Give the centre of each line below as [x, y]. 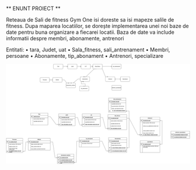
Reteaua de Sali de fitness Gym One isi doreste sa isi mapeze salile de [90, 20]
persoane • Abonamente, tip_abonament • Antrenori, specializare [85, 56]
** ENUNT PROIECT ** [33, 8]
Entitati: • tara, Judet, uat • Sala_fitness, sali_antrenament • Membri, [88, 50]
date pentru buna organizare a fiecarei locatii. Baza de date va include [90, 32]
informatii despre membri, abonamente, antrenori [65, 38]
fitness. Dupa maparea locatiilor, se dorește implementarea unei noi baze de [98, 26]
